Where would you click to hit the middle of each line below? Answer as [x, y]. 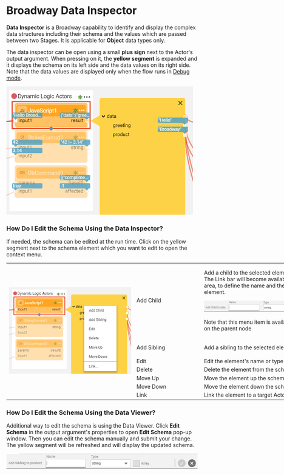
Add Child [149, 301]
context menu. [24, 255]
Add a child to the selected [238, 272]
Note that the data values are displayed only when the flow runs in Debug [98, 71]
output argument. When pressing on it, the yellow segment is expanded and [102, 58]
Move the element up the [235, 378]
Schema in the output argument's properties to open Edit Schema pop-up [99, 432]
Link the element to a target [238, 395]
